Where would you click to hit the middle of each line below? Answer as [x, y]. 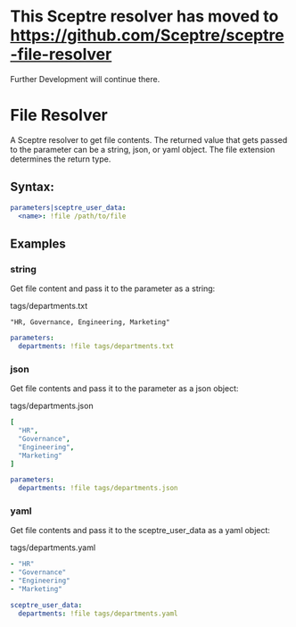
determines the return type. [61, 159]
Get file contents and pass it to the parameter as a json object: [124, 389]
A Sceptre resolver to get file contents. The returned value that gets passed [149, 139]
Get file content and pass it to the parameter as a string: [113, 288]
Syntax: [32, 187]
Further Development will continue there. [85, 79]
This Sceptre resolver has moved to [144, 17]
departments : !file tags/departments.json [98, 489]
